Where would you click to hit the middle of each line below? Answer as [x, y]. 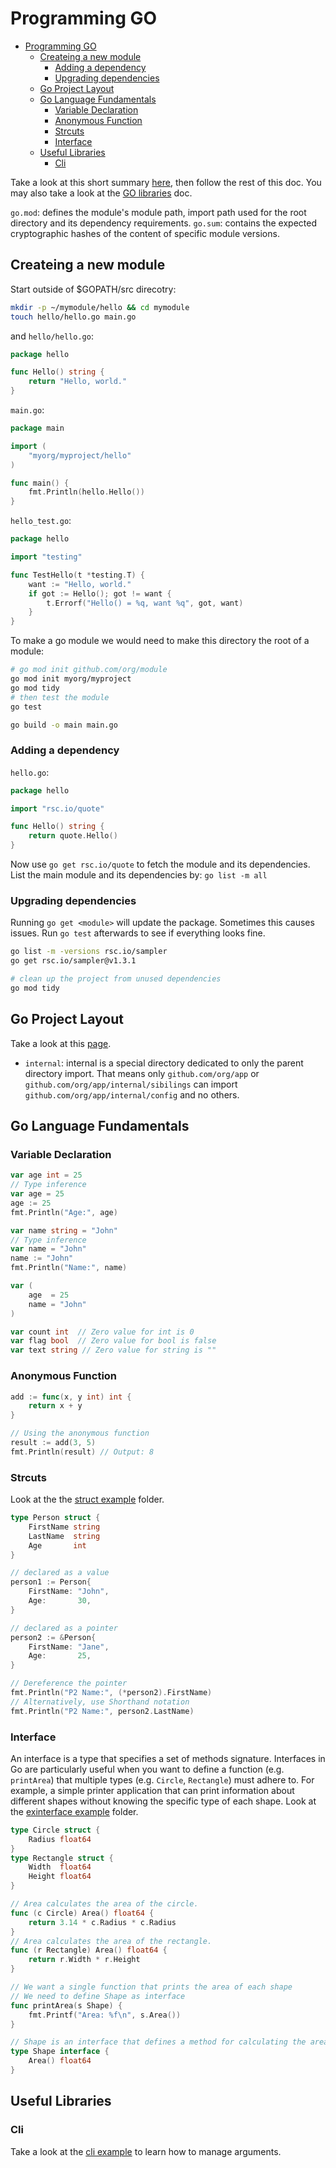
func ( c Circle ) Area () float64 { [82, 1913]
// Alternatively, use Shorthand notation [100, 1702]
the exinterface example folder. [74, 1811]
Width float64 [60, 1867]
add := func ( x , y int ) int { [71, 1397]
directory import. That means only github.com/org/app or [142, 1073]
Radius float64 [60, 1839]
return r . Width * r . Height [84, 1960]
